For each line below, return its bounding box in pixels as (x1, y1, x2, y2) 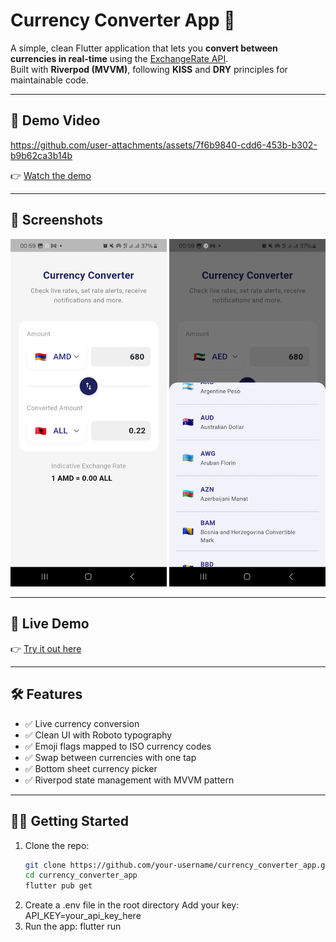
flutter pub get (24, 881, 93, 891)
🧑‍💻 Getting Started (10, 813, 129, 830)
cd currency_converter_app (24, 870, 138, 881)
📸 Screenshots (10, 212, 104, 229)
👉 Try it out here (10, 642, 82, 654)
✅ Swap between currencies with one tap (24, 751, 197, 763)
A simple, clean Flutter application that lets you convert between (10, 42, 278, 54)
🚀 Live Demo (10, 615, 90, 633)
